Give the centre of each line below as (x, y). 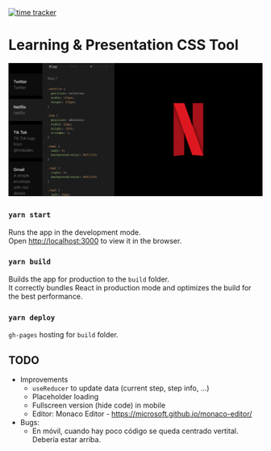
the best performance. (46, 296)
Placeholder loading (65, 396)
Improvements (44, 379)
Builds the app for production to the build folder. (89, 279)
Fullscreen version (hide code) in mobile (99, 405)
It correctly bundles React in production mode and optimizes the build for (130, 287)
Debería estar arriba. (67, 439)
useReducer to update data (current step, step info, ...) (121, 388)
